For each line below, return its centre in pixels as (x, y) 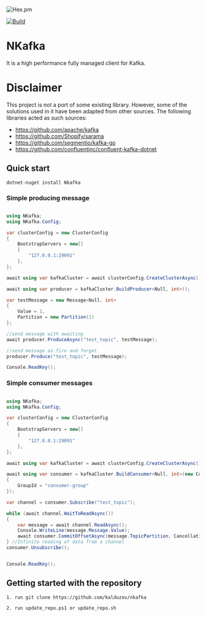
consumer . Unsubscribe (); (38, 548)
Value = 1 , (31, 312)
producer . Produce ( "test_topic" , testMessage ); (67, 356)
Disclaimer (34, 88)
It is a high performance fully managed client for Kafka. (76, 63)
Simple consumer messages (50, 383)
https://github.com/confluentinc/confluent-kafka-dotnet (86, 149)
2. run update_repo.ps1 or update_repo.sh (61, 608)
